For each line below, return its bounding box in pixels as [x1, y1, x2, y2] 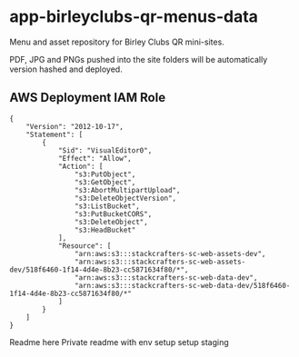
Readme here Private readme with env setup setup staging [9, 336, 229, 347]
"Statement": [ [25, 130, 84, 139]
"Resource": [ [57, 241, 112, 251]
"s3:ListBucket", [74, 202, 141, 211]
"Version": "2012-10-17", [25, 122, 125, 131]
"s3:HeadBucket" [74, 225, 136, 234]
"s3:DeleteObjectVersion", [74, 193, 177, 203]
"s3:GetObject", [74, 177, 136, 187]
